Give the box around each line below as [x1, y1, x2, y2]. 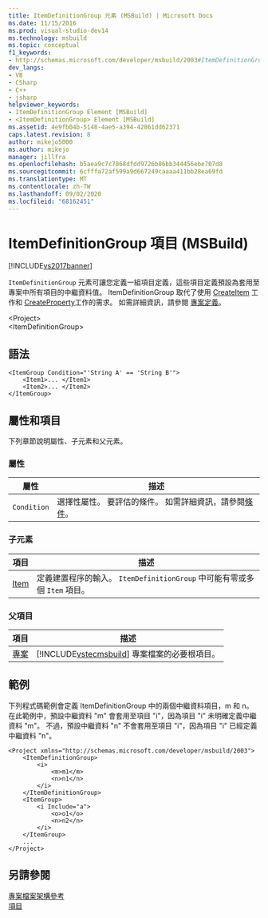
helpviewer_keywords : [8, 101, 81, 109]
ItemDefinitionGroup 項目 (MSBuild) [8, 234, 249, 252]
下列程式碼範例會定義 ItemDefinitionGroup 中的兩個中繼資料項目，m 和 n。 [8, 701, 254, 710]
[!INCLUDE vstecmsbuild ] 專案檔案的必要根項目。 [36, 648, 220, 659]
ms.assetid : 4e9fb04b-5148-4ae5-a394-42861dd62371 [8, 123, 180, 131]
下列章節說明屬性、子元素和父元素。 [8, 436, 128, 446]
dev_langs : [8, 64, 45, 72]
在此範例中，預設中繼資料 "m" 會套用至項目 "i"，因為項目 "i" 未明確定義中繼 [8, 710, 257, 720]
